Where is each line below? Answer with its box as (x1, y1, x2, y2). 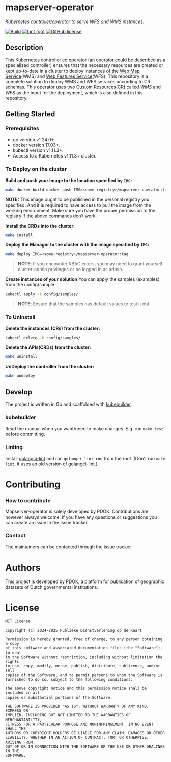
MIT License (5, 619, 31, 624)
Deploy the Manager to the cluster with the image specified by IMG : (5, 242, 149, 248)
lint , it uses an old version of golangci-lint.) (5, 461, 98, 467)
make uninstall (5, 354, 38, 360)
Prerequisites (5, 125, 39, 132)
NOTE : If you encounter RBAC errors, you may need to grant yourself (17, 261, 163, 267)
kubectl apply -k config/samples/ (5, 292, 79, 297)
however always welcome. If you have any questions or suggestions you (5, 514, 157, 520)
